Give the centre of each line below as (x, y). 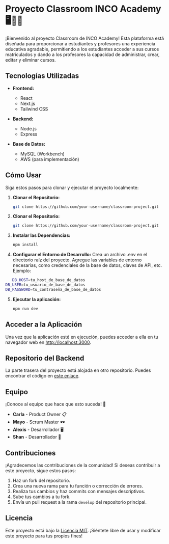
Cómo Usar (23, 175)
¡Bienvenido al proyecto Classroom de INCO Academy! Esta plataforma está (85, 38)
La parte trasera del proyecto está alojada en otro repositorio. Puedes (78, 370)
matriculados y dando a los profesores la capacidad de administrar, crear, (82, 55)
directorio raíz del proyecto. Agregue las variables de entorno (77, 260)
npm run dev (25, 309)
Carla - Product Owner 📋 (40, 414)
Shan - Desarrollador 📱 (37, 437)
